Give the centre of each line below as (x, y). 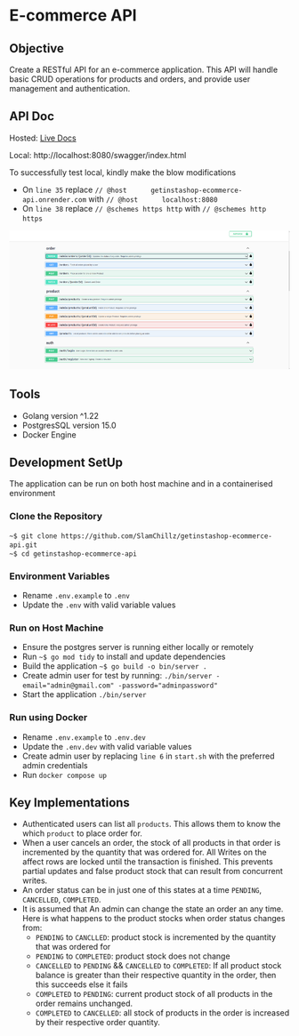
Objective (37, 48)
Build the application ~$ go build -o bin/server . (114, 666)
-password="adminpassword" (168, 686)
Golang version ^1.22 (61, 415)
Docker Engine (49, 434)
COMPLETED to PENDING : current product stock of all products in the (154, 994)
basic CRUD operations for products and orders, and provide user (130, 79)
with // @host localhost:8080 (153, 199)
